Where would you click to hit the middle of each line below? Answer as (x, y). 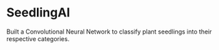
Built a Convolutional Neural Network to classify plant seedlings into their (109, 32)
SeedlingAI (38, 13)
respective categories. (38, 38)
